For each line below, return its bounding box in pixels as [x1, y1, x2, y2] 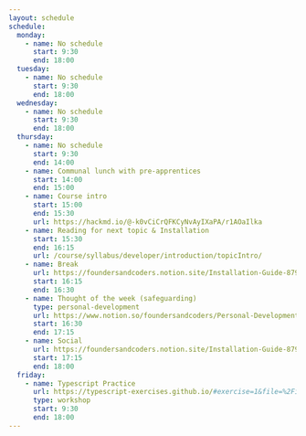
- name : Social [25, 336, 83, 346]
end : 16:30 [32, 285, 75, 294]
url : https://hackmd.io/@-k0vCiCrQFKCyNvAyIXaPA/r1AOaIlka [32, 217, 262, 227]
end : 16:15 [32, 243, 75, 252]
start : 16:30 [32, 319, 83, 329]
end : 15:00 [32, 184, 75, 193]
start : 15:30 [32, 234, 83, 243]
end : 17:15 [32, 328, 75, 337]
